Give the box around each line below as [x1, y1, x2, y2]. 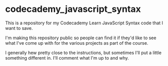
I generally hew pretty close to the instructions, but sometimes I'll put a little [5, 50, 162, 56]
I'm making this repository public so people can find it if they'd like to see [5, 35, 156, 41]
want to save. [5, 25, 33, 31]
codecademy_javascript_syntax [5, 3, 141, 15]
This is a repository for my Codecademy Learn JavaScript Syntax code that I [5, 20, 163, 26]
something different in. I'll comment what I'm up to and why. [5, 55, 129, 61]
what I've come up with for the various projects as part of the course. [5, 40, 148, 46]
